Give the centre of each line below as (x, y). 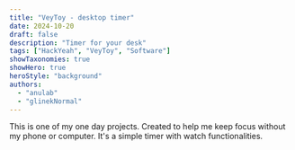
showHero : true (38, 68)
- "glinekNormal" (50, 101)
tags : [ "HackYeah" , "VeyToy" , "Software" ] (90, 51)
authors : (26, 84)
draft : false (34, 34)
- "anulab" (38, 93)
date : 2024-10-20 (42, 26)
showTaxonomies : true (50, 59)
